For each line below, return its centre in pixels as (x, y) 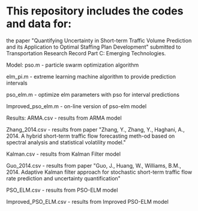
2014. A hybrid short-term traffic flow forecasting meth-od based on (91, 136)
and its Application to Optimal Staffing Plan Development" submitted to (94, 47)
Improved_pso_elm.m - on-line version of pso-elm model (76, 106)
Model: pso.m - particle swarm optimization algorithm (73, 65)
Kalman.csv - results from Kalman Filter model (64, 154)
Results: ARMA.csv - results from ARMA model (64, 118)
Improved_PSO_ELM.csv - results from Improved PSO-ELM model (88, 201)
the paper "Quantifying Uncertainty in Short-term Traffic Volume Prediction (99, 40)
